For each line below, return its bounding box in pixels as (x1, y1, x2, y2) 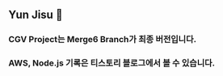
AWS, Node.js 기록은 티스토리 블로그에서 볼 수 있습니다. (8, 57, 216, 69)
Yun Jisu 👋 (8, 8, 63, 22)
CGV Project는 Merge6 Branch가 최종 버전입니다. (8, 34, 196, 45)
